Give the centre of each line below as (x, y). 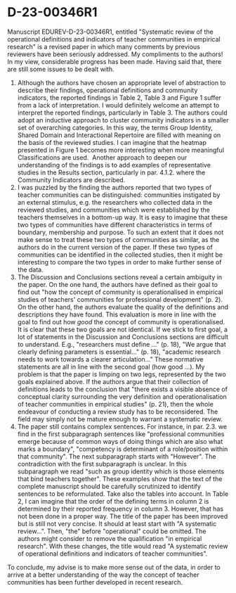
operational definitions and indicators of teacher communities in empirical (114, 39)
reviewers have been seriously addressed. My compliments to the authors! (115, 54)
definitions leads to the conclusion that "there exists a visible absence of (123, 389)
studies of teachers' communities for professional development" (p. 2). (120, 299)
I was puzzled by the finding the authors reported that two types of (114, 187)
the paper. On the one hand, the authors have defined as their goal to (117, 284)
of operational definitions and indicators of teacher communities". (112, 554)
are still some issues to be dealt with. (61, 69)
